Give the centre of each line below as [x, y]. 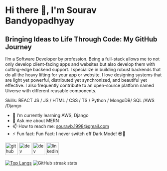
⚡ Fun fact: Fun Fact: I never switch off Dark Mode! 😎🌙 [69, 134]
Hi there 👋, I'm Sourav [51, 10]
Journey [18, 47]
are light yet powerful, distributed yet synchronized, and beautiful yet [76, 80]
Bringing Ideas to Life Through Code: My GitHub [81, 39]
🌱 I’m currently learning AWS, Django [50, 115]
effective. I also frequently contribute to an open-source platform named [80, 85]
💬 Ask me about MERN [36, 121]
